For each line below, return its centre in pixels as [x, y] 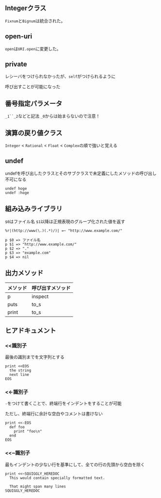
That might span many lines [38, 486]
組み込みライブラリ [34, 209]
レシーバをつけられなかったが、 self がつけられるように [60, 77]
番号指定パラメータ [34, 104]
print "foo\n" [28, 432]
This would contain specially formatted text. [57, 478]
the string [20, 370]
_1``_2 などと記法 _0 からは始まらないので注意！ [53, 116]
